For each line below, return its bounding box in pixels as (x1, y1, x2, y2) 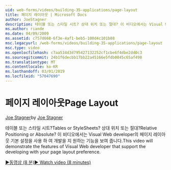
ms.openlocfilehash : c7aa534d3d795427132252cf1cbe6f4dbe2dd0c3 (5, 50, 142, 55)
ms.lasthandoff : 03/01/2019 (5, 69, 65, 74)
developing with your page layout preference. (5, 149, 101, 155)
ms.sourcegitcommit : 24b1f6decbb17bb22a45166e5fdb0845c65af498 (5, 54, 142, 60)
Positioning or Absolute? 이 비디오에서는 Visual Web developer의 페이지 (5, 131, 153, 137)
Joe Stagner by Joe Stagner (5, 114, 63, 120)
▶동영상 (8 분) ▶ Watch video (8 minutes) (5, 159, 91, 165)
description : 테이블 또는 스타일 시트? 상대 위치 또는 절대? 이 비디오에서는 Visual (5, 21, 163, 27)
